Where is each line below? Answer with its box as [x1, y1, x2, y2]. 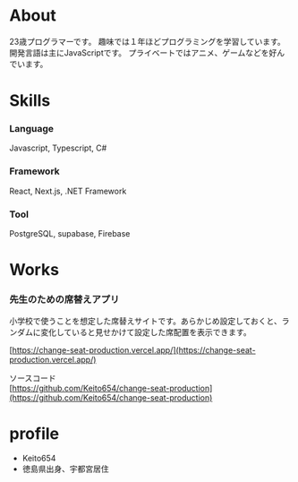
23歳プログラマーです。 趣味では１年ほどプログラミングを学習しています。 [9, 36, 286, 47]
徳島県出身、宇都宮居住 [21, 463, 109, 475]
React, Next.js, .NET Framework [9, 185, 127, 196]
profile [9, 423, 60, 443]
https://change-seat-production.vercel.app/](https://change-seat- [12, 344, 257, 355]
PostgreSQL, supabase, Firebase [9, 228, 131, 239]
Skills [9, 90, 51, 111]
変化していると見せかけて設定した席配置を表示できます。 [39, 326, 252, 337]
